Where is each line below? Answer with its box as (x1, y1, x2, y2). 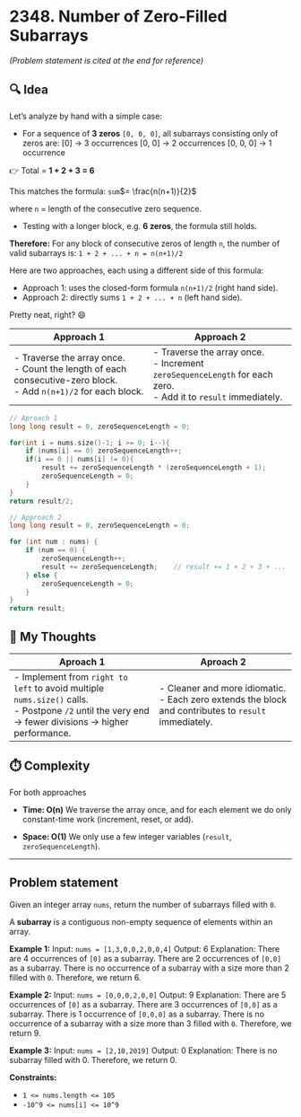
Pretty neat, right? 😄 (9, 309, 87, 320)
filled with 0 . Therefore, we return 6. (9, 972, 142, 982)
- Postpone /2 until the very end (13, 704, 150, 717)
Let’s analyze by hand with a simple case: (9, 110, 163, 121)
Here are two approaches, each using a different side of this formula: (9, 265, 264, 276)
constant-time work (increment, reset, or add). (21, 814, 194, 824)
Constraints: (9, 1071, 57, 1083)
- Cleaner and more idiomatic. (159, 682, 287, 694)
